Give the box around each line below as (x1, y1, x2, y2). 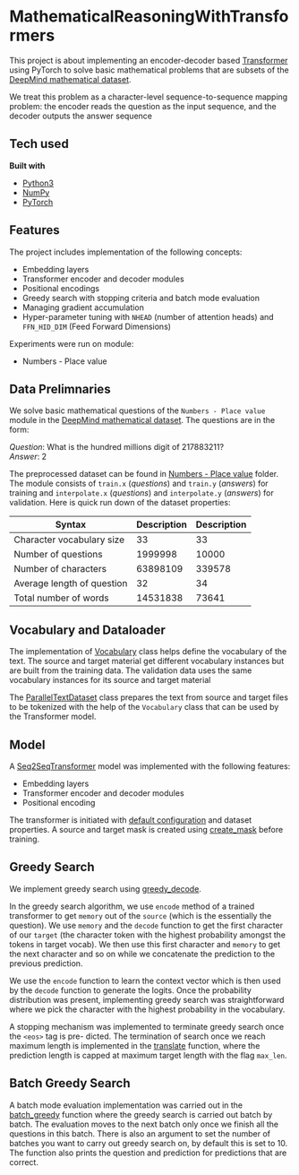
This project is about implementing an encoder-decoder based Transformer (9, 55, 288, 65)
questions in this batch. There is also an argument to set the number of (9, 1127, 271, 1139)
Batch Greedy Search (9, 1076, 131, 1091)
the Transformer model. (9, 711, 97, 722)
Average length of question (13, 577, 128, 590)
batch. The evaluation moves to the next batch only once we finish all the (9, 1119, 279, 1129)
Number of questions (13, 549, 103, 561)
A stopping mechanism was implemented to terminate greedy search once (9, 1021, 285, 1032)
